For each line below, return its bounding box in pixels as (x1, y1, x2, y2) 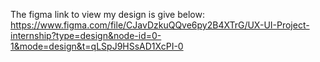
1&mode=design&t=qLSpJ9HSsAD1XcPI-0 (10, 40, 184, 52)
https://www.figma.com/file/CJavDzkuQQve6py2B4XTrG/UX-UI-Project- (10, 19, 310, 31)
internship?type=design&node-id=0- (10, 30, 162, 41)
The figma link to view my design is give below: (10, 9, 205, 20)
